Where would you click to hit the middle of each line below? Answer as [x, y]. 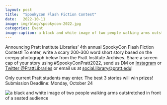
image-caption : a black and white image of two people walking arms [78, 33]
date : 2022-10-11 [25, 19]
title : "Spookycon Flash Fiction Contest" [51, 14]
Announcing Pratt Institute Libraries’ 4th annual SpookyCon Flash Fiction [80, 47]
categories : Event [24, 28]
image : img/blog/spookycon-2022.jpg [43, 24]
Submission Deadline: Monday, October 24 [49, 83]
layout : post [19, 10]
